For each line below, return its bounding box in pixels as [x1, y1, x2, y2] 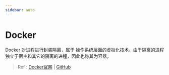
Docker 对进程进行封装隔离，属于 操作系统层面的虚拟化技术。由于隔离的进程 [5, 47, 164, 53]
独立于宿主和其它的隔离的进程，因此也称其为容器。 [5, 53, 111, 59]
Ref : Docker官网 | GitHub [17, 64, 71, 70]
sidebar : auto [5, 7, 35, 13]
